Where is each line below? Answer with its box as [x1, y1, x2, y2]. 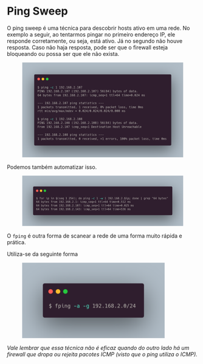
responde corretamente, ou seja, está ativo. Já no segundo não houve [7, 37, 183, 44]
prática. [7, 238, 26, 246]
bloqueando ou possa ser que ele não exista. [7, 50, 120, 57]
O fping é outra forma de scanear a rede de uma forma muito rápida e [7, 232, 182, 239]
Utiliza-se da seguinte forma [7, 250, 78, 258]
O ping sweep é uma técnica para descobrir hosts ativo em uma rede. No [7, 24, 190, 32]
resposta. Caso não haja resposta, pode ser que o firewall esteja [7, 44, 168, 51]
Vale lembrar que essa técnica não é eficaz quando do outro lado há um [7, 344, 190, 351]
